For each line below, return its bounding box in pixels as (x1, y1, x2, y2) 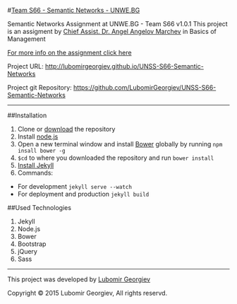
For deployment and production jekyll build (17, 190, 150, 198)
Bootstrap (17, 240, 47, 248)
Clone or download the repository (17, 125, 116, 133)
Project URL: (7, 62, 44, 70)
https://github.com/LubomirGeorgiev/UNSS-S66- (73, 83, 217, 91)
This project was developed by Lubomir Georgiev (7, 275, 150, 283)
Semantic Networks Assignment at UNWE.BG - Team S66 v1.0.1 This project (7, 20, 228, 28)
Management (7, 35, 46, 43)
